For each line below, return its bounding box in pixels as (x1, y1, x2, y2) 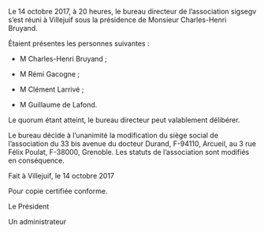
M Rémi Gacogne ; (19, 70, 80, 78)
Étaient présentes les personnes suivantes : (8, 39, 150, 48)
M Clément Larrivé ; (19, 85, 84, 94)
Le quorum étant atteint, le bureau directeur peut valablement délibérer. (8, 115, 240, 125)
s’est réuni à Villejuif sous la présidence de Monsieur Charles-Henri (8, 15, 227, 24)
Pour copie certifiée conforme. (8, 186, 108, 196)
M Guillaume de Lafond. (19, 100, 98, 109)
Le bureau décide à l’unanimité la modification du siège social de (8, 130, 219, 140)
